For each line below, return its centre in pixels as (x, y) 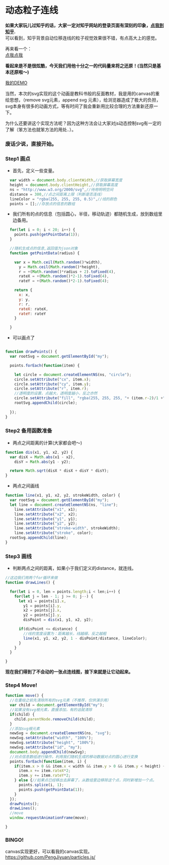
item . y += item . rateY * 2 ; (45, 776)
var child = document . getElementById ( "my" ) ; (57, 705)
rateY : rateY (32, 314)
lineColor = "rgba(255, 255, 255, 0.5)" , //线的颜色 (63, 199)
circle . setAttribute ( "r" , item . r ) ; (52, 389)
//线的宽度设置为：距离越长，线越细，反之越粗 (65, 634)
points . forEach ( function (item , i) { (48, 761)
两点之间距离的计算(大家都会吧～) (47, 443)
